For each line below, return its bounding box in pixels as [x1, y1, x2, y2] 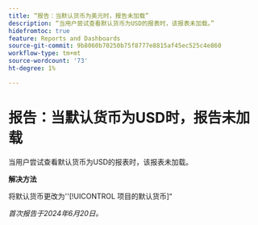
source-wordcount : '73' [8, 57, 89, 65]
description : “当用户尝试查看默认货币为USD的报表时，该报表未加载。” [8, 19, 215, 27]
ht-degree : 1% [8, 65, 56, 73]
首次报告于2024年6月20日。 [8, 208, 103, 218]
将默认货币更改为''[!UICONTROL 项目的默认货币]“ [8, 191, 173, 201]
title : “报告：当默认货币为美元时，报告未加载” [8, 11, 149, 20]
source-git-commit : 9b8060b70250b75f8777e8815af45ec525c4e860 [8, 42, 222, 50]
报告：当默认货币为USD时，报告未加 [8, 108, 251, 127]
